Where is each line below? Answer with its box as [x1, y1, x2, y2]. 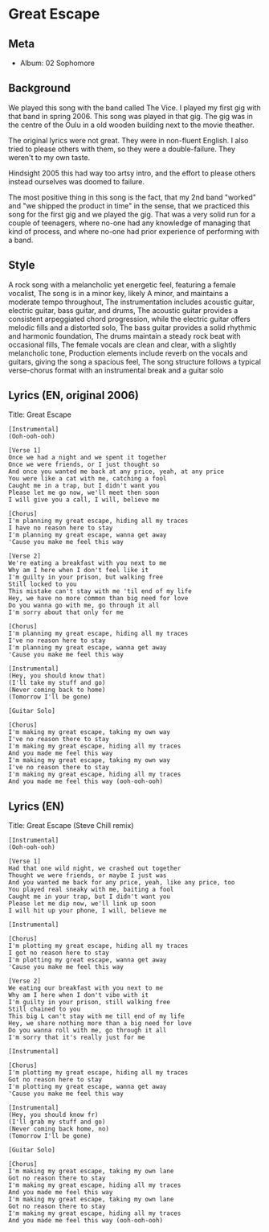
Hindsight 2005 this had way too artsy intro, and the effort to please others [8, 168, 256, 178]
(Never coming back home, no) [8, 1125, 110, 1133]
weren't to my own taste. [8, 152, 91, 162]
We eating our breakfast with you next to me [8, 984, 163, 992]
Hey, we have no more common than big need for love [8, 595, 189, 603]
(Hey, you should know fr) [8, 1111, 99, 1119]
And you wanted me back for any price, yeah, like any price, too [8, 879, 235, 887]
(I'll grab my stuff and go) [8, 1118, 106, 1127]
